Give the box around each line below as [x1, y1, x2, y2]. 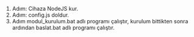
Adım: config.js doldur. [12, 11, 69, 18]
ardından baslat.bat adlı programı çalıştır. [12, 24, 115, 31]
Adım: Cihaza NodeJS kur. [12, 5, 78, 12]
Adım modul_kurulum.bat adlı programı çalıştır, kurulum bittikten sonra [12, 18, 189, 24]
